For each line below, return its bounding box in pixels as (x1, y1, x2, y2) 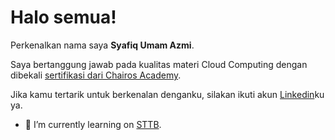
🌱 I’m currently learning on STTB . (24, 118, 162, 130)
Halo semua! (10, 6, 117, 29)
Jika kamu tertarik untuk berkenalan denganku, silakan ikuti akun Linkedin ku (10, 88, 325, 100)
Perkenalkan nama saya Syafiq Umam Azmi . (10, 39, 195, 51)
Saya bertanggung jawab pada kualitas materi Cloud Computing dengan (10, 58, 308, 70)
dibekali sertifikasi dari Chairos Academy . (10, 69, 182, 81)
